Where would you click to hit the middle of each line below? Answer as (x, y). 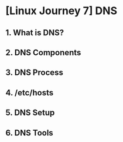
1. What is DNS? (35, 33)
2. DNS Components (43, 52)
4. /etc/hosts (30, 93)
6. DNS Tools (29, 133)
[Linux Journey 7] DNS (61, 11)
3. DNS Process (35, 73)
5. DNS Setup (30, 113)
